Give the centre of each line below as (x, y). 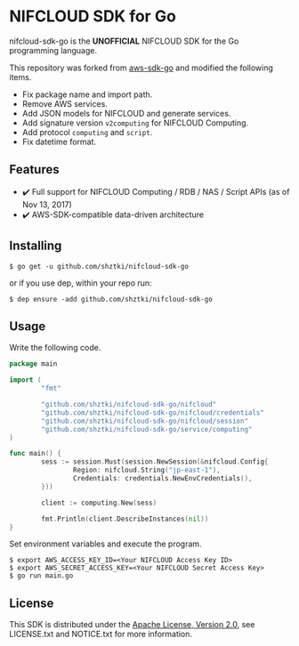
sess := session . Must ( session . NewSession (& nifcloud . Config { (155, 462)
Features (34, 170)
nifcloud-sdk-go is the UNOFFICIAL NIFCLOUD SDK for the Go (124, 41)
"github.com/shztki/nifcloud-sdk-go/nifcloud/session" (145, 421)
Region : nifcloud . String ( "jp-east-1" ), (146, 470)
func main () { (36, 454)
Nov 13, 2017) (47, 204)
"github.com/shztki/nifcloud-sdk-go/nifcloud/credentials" (153, 412)
